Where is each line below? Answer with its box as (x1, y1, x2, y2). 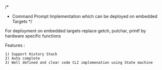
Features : (5, 42, 25, 48)
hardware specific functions (5, 33, 61, 39)
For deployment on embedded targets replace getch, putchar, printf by (5, 28, 146, 33)
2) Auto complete (5, 56, 40, 61)
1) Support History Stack (5, 52, 57, 56)
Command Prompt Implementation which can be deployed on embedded (12, 14, 158, 19)
